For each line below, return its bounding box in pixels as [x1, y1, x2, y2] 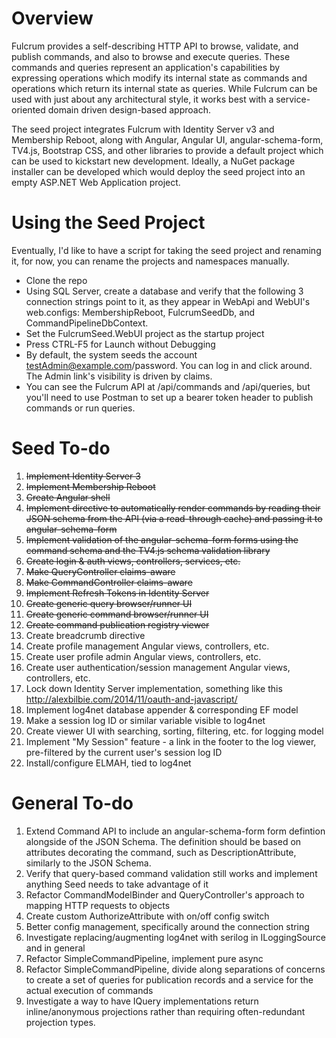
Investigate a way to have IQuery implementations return [25, 995, 259, 1007]
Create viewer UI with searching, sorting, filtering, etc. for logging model [25, 725, 324, 737]
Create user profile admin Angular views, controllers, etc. [25, 650, 262, 662]
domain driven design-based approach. [47, 103, 211, 116]
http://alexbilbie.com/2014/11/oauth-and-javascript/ [25, 693, 238, 705]
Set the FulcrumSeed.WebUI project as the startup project [25, 327, 265, 339]
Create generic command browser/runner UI [25, 608, 209, 620]
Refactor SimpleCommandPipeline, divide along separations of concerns [25, 963, 326, 975]
